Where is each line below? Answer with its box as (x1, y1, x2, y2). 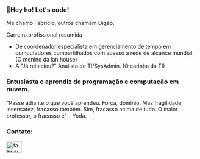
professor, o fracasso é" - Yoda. (6, 112, 87, 119)
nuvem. (6, 85, 30, 94)
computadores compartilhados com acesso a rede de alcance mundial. (15, 49, 194, 57)
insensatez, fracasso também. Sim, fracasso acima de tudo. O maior (6, 105, 178, 113)
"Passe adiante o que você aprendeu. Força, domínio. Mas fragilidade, (6, 99, 183, 106)
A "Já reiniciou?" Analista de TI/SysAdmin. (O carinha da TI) (15, 62, 165, 69)
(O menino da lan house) (15, 56, 77, 63)
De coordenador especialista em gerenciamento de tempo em (15, 43, 171, 51)
